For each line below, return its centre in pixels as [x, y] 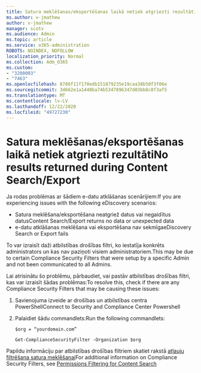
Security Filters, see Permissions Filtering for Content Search [81, 364]
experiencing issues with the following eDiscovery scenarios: [82, 203]
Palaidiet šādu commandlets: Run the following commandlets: [90, 318]
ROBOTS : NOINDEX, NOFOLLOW [40, 51]
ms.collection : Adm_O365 [37, 62]
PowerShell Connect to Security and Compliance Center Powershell [98, 307]
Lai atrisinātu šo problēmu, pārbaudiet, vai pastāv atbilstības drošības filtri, [98, 276]
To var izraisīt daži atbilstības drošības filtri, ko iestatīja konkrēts [85, 245]
